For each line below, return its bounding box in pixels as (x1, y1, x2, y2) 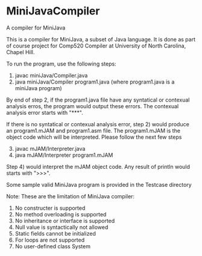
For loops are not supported (14, 236, 85, 243)
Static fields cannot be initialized (14, 230, 96, 237)
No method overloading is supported (14, 210, 107, 218)
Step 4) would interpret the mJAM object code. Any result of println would (6, 163, 191, 170)
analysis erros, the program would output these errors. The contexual (6, 102, 179, 109)
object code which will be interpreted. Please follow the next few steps (6, 133, 182, 141)
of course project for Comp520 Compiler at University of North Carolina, (6, 42, 186, 49)
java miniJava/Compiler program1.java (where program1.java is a (14, 78, 175, 85)
